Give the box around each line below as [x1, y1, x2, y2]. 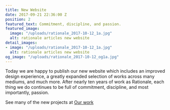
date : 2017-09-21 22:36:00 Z [5, 12, 67, 17]
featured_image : [5, 26, 40, 31]
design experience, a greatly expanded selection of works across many [5, 74, 155, 80]
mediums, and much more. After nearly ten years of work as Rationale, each [5, 79, 164, 85]
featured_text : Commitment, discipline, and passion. [5, 21, 122, 27]
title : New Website [5, 7, 47, 13]
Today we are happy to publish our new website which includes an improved [5, 68, 165, 74]
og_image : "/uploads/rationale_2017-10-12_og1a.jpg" [5, 54, 119, 60]
